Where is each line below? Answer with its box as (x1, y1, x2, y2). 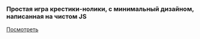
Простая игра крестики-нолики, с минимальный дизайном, (6, 5, 195, 13)
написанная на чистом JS (6, 12, 87, 20)
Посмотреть (6, 26, 39, 33)
